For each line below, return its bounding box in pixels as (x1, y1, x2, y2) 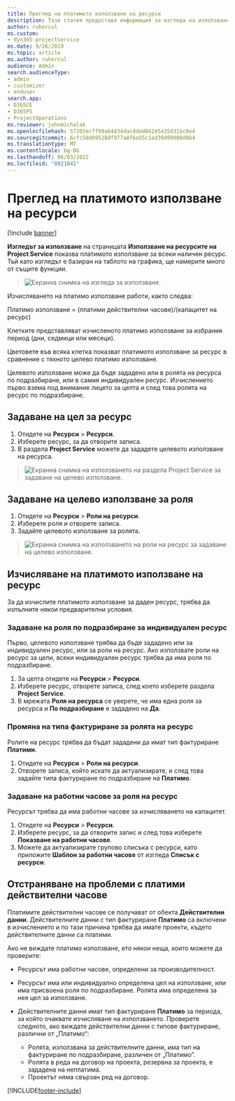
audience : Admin (7, 62, 55, 69)
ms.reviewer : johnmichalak (7, 121, 86, 128)
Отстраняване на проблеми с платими (7, 878, 185, 891)
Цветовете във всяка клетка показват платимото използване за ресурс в (7, 347, 227, 356)
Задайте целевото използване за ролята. (17, 527, 141, 535)
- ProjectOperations (7, 114, 68, 121)
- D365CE (7, 102, 33, 109)
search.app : (7, 95, 42, 102)
